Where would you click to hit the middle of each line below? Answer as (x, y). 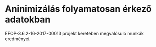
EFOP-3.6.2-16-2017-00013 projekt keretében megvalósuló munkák (74, 33)
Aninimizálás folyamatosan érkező (78, 9)
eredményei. (18, 39)
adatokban (28, 20)
